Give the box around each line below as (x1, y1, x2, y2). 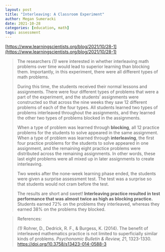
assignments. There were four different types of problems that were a (17, 89, 159, 94)
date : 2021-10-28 (5, 21, 41, 26)
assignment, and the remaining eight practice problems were (17, 146, 141, 151)
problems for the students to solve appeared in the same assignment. (17, 130, 159, 135)
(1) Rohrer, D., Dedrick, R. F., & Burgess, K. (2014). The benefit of (17, 225, 149, 231)
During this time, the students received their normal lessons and (17, 84, 147, 89)
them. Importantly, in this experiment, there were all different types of (17, 69, 159, 74)
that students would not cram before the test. (17, 181, 109, 187)
